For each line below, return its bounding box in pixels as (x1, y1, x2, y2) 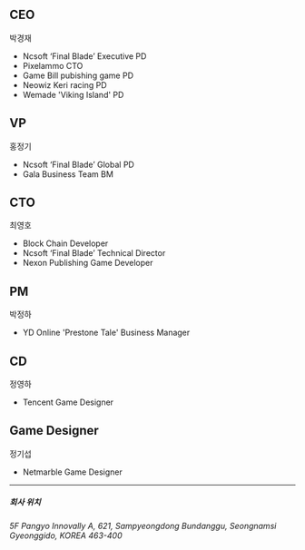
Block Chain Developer (22, 238, 109, 249)
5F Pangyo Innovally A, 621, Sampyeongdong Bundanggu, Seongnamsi (9, 520, 277, 531)
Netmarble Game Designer (22, 467, 123, 477)
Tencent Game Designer (22, 397, 114, 408)
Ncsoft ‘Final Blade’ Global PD (22, 159, 134, 170)
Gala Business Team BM (22, 168, 113, 180)
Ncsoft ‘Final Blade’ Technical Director (22, 248, 166, 259)
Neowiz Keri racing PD (22, 79, 107, 90)
